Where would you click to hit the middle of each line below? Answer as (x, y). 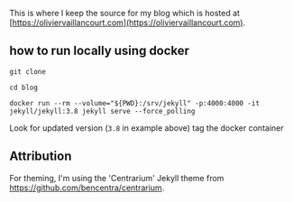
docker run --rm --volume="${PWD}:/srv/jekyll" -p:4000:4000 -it (134, 103)
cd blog (24, 87)
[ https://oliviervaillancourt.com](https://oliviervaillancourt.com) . (128, 23)
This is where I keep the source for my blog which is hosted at (125, 13)
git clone (28, 71)
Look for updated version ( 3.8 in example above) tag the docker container (146, 128)
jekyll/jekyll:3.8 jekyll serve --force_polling (102, 111)
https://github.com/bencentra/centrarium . (87, 188)
